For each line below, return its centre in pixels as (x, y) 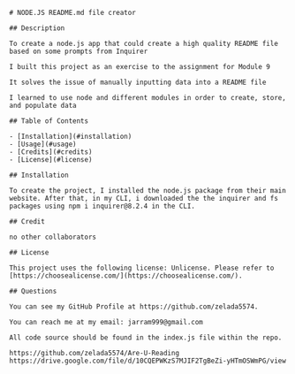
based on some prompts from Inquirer (79, 51)
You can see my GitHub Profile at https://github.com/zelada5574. (134, 307)
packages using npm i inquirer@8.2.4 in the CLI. (102, 206)
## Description (37, 28)
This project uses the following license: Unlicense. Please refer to (142, 268)
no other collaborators (53, 237)
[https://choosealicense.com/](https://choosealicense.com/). (126, 276)
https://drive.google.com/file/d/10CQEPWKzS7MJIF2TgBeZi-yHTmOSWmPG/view (148, 361)
